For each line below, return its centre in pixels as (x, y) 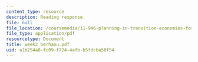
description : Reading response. (46, 17)
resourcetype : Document (35, 39)
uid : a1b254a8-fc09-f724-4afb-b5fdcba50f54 (60, 50)
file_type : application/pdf (41, 34)
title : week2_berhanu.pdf (38, 45)
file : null (19, 22)
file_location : (25, 28)
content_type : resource (35, 12)
